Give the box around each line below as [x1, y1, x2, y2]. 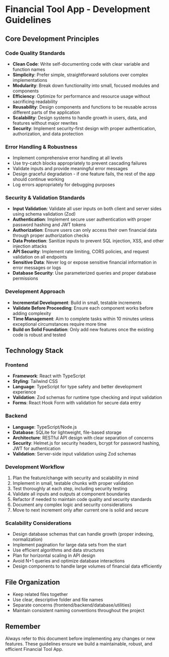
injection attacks [12, 243, 47, 249]
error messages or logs [12, 265, 62, 271]
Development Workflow [5, 463, 65, 470]
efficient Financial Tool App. [5, 646, 64, 652]
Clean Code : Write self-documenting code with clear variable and [12, 61, 150, 67]
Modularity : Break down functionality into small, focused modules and [12, 82, 159, 88]
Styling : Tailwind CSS [12, 378, 58, 384]
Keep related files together [12, 591, 68, 597]
